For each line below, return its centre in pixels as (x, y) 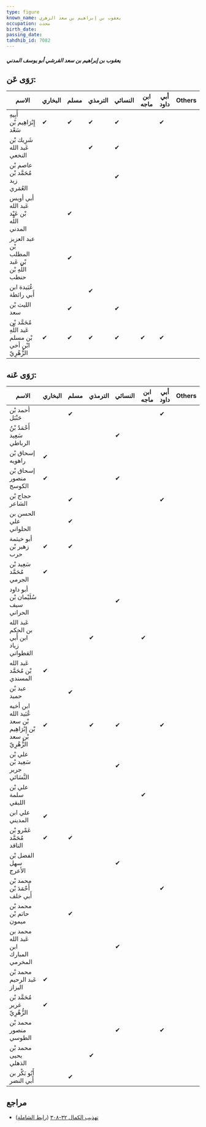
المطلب (20, 254)
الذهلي (18, 1063)
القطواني (21, 653)
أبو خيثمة (21, 539)
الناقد (16, 846)
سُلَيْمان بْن (23, 597)
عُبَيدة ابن (21, 287)
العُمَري (19, 188)
